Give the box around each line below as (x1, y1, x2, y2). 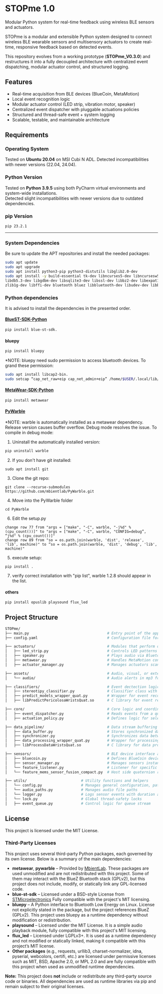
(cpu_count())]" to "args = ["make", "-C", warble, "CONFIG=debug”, (5, 529, 147, 534)
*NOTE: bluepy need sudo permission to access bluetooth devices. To (5, 358, 146, 363)
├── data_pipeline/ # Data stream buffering (5, 725, 158, 729)
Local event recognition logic (12, 96, 70, 102)
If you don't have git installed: (12, 457, 72, 463)
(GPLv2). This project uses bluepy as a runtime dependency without (12, 912, 148, 918)
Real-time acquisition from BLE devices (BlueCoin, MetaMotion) (12, 91, 140, 96)
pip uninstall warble (5, 449, 49, 454)
